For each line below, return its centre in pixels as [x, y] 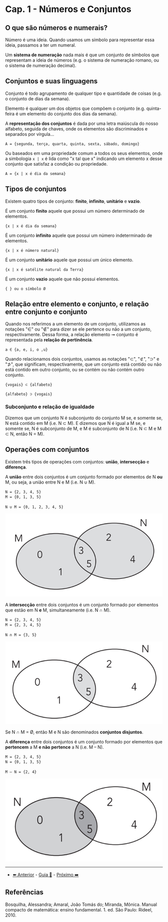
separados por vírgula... [30, 134]
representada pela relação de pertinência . [49, 340]
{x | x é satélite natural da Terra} [44, 269]
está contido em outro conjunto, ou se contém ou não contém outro [75, 370]
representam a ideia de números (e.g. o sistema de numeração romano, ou [82, 60]
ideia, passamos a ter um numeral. [41, 45]
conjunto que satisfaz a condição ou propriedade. [56, 164]
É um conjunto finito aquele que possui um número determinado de [75, 211]
